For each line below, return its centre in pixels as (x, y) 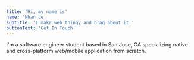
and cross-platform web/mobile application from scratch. (76, 51)
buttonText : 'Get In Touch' (41, 28)
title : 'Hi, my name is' (37, 11)
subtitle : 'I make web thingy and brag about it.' (70, 22)
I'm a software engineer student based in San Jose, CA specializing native (97, 45)
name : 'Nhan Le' (26, 17)
